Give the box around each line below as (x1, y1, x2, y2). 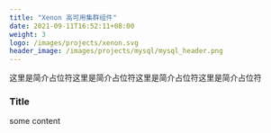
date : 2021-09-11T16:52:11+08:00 (9, 22, 135, 31)
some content (9, 116, 61, 127)
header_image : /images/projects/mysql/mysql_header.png (9, 47, 223, 56)
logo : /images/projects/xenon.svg (9, 38, 140, 48)
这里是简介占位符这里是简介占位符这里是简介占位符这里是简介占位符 (9, 73, 262, 84)
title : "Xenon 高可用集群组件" (9, 13, 117, 22)
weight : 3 (9, 30, 47, 39)
